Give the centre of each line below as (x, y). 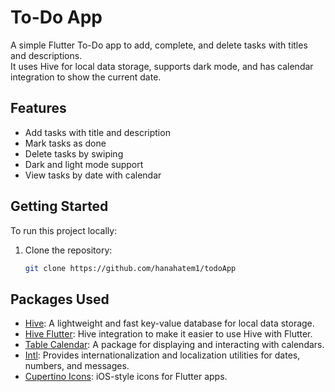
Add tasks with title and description (97, 132)
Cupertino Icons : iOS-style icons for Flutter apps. (126, 377)
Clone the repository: (68, 250)
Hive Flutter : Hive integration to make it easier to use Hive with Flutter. (168, 334)
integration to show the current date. (86, 77)
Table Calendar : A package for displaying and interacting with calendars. (174, 345)
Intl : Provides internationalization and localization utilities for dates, (162, 355)
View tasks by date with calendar (93, 175)
